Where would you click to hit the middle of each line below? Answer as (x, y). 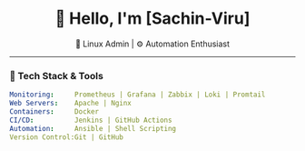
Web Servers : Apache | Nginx (70, 104)
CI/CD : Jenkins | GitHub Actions (91, 120)
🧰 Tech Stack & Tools (57, 75)
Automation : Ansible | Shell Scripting (93, 128)
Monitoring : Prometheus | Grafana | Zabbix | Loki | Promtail (138, 95)
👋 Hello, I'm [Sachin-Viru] (152, 19)
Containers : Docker (54, 111)
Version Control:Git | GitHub (67, 137)
